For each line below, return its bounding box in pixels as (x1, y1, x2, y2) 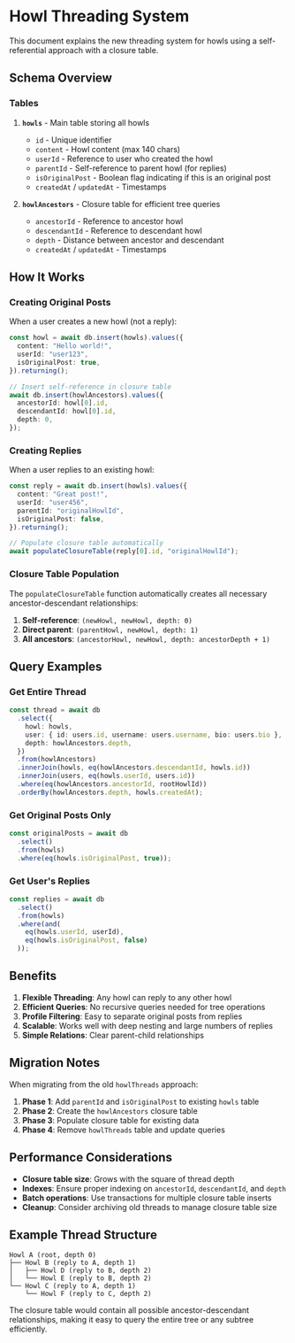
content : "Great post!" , (17, 490, 109, 499)
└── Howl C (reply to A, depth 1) (9, 1282, 137, 1291)
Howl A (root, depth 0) (9, 1251, 97, 1260)
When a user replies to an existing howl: (9, 465, 155, 475)
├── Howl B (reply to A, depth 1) (9, 1259, 137, 1268)
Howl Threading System (9, 6, 190, 27)
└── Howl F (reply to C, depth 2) (25, 1290, 152, 1299)
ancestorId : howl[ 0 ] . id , (17, 398, 109, 408)
